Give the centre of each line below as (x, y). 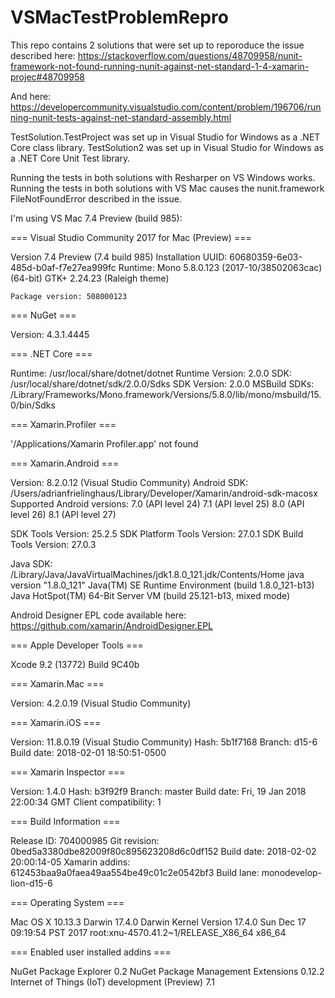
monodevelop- (292, 872)
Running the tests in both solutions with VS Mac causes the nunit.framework (167, 188)
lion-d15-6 (31, 883)
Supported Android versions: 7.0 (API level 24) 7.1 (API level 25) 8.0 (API (157, 503)
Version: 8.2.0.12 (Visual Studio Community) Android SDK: (129, 482)
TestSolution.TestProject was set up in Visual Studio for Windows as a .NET (165, 137)
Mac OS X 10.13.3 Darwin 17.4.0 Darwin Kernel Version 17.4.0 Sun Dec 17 (158, 922)
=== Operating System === (67, 902)
